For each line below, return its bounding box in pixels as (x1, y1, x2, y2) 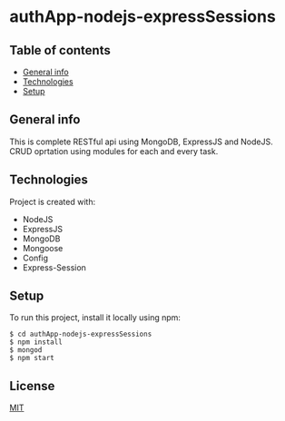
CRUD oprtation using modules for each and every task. (9, 145, 219, 156)
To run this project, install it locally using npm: (9, 312, 182, 323)
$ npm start (9, 354, 54, 363)
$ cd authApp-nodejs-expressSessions (9, 329, 152, 339)
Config (22, 252, 48, 263)
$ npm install (9, 338, 64, 347)
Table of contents (9, 43, 111, 58)
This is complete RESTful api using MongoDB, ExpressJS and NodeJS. (9, 136, 274, 147)
